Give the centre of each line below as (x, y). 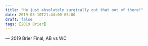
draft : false (19, 19)
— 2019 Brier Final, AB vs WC (36, 38)
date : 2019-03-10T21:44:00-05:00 (40, 15)
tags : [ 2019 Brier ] (26, 24)
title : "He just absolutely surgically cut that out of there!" (74, 10)
